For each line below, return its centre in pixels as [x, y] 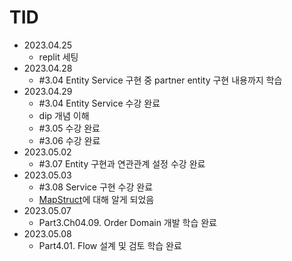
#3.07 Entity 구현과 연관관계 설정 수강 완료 [122, 163]
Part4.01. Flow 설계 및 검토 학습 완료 [110, 245]
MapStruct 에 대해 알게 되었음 [96, 199]
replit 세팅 [58, 57]
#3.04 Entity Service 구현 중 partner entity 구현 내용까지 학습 [160, 80]
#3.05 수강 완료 [69, 128]
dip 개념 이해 [64, 115]
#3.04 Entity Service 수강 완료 [99, 103]
